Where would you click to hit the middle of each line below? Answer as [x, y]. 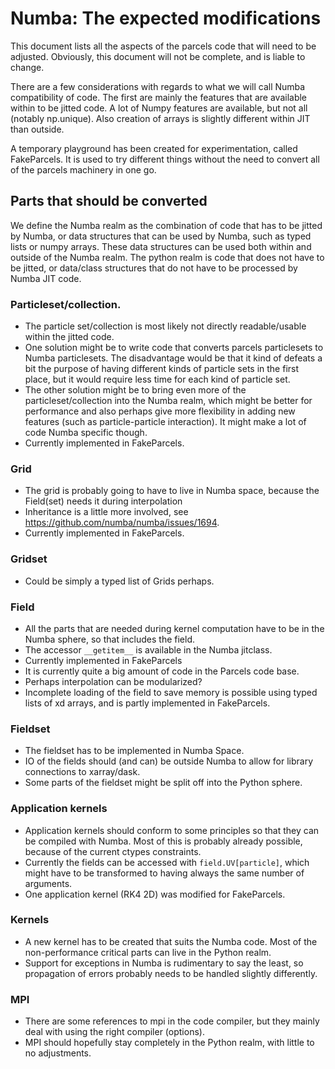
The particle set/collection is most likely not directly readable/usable [165, 326]
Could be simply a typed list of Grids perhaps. [119, 581]
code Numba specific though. [86, 433]
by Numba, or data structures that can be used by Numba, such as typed [161, 236]
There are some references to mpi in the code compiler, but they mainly [172, 1021]
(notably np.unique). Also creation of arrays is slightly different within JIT [160, 118]
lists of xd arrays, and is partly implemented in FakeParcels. [147, 703]
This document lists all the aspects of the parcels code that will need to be [163, 46]
